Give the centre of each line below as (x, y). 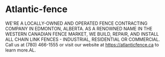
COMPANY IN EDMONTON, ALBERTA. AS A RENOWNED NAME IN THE (79, 28)
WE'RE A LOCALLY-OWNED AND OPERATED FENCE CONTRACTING (76, 23)
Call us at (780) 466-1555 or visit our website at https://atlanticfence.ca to (82, 44)
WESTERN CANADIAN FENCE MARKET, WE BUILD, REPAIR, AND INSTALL (82, 34)
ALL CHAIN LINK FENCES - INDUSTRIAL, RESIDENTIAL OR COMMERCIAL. (83, 39)
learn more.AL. (21, 50)
